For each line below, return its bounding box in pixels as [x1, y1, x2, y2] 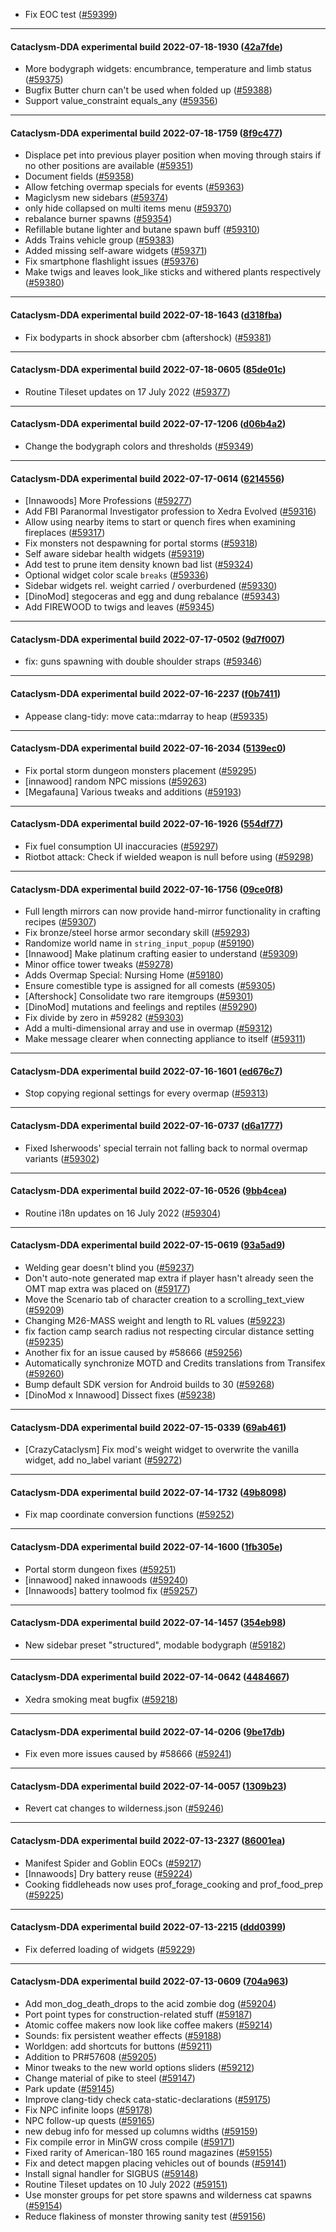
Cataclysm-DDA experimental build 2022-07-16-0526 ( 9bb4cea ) [10, 1185, 288, 1197]
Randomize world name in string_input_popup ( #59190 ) [24, 937, 255, 949]
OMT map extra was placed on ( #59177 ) [24, 1283, 191, 1295]
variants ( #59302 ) [24, 1152, 100, 1164]
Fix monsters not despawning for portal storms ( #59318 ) [24, 537, 258, 549]
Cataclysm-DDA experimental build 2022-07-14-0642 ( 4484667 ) [10, 1671, 290, 1683]
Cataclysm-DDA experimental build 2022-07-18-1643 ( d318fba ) [10, 309, 283, 321]
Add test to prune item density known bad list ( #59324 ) [24, 559, 254, 571]
